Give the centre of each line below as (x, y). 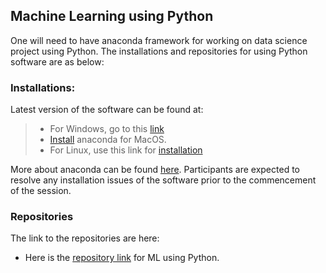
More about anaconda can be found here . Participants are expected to (155, 170)
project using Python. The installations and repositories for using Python (159, 51)
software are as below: (57, 61)
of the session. (41, 191)
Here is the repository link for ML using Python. (122, 258)
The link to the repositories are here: (85, 238)
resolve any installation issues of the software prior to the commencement (163, 180)
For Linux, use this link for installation (126, 150)
